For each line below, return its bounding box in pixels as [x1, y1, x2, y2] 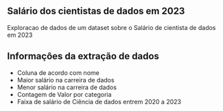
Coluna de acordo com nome [16, 68, 99, 77]
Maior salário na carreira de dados [16, 76, 115, 84]
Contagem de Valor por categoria [16, 90, 112, 98]
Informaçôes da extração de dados [7, 50, 160, 62]
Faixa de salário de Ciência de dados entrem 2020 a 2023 [16, 97, 182, 106]
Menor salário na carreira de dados [16, 83, 117, 91]
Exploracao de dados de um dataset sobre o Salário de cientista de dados [7, 23, 216, 31]
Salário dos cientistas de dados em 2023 [7, 5, 185, 17]
